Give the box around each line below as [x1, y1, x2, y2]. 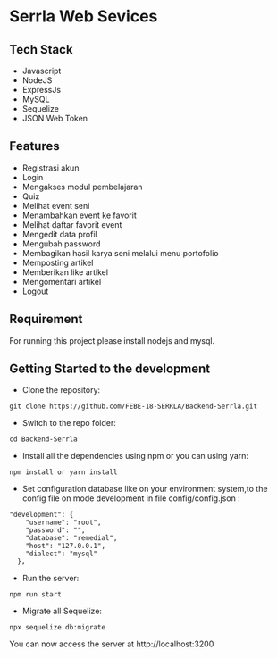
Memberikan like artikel [21, 266, 109, 278]
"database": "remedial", [25, 534, 118, 543]
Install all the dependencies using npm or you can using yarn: [21, 451, 248, 462]
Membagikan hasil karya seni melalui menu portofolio [21, 247, 219, 258]
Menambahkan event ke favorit [21, 210, 137, 221]
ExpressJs [21, 85, 61, 95]
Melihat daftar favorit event [21, 219, 122, 229]
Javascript [21, 65, 62, 76]
